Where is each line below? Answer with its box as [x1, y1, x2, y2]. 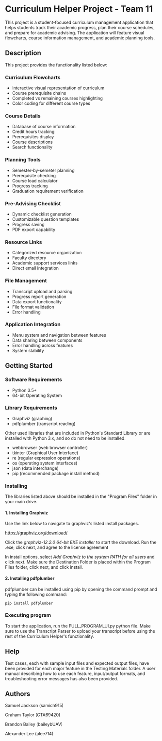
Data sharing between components [12, 337, 82, 343]
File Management [5, 278, 47, 284]
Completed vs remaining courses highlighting [12, 96, 103, 101]
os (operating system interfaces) [12, 460, 78, 466]
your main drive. [5, 499, 38, 505]
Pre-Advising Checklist [5, 200, 61, 207]
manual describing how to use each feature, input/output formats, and [5, 671, 146, 676]
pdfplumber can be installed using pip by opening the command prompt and [5, 586, 158, 592]
